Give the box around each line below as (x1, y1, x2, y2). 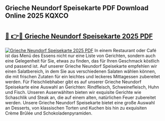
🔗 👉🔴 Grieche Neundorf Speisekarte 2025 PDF (5, 32, 153, 40)
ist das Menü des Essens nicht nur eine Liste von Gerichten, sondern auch (5, 53, 156, 59)
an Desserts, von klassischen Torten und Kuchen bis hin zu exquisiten (5, 105, 147, 111)
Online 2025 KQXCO (5, 12, 69, 20)
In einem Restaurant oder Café (94, 48, 157, 53)
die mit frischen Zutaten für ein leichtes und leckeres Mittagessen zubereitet (5, 74, 160, 79)
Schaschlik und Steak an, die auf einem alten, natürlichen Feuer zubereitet (5, 94, 156, 100)
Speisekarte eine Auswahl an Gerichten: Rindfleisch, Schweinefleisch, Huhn (5, 84, 159, 90)
